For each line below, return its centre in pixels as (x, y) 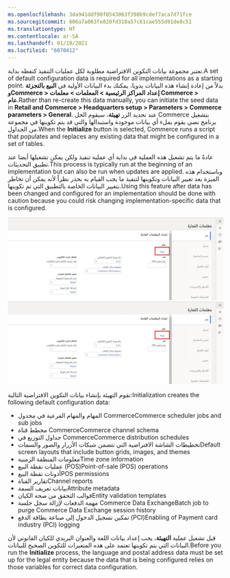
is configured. (27, 208)
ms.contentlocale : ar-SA (43, 36)
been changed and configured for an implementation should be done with (112, 193)
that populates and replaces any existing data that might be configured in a (114, 136)
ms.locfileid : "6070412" (43, 51)
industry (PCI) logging (49, 525)
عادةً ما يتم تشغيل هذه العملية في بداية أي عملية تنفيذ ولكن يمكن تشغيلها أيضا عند (111, 157)
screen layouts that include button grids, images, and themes (104, 451)
